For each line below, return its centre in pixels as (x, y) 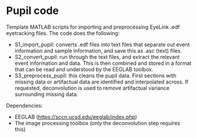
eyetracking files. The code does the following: (63, 33)
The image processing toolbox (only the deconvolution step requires (97, 123)
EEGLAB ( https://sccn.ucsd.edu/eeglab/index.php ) (76, 117)
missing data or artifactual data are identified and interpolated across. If (101, 82)
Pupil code (33, 11)
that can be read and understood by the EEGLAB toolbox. (84, 69)
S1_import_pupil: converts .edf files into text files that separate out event (102, 44)
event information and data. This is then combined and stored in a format (103, 63)
